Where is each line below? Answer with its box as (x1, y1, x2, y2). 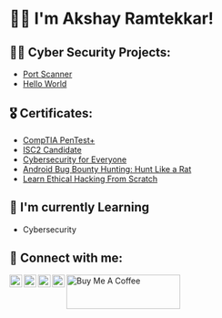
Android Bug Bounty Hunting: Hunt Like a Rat (22, 163, 192, 174)
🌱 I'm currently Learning (9, 200, 150, 215)
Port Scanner (22, 68, 73, 79)
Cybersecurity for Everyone (22, 154, 127, 165)
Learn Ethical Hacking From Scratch (22, 173, 158, 184)
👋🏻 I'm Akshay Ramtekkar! (9, 8, 214, 29)
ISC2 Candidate (22, 144, 82, 155)
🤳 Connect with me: (9, 251, 123, 266)
